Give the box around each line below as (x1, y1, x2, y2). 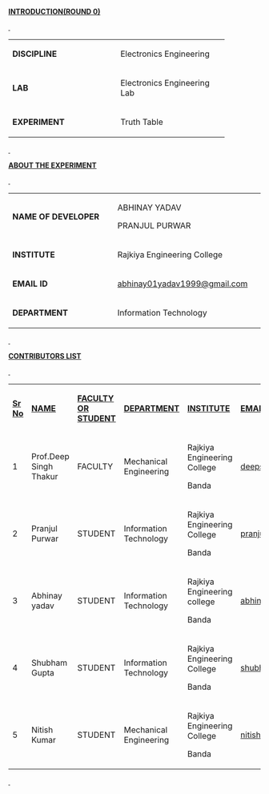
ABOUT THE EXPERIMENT (8, 160, 98, 170)
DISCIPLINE (12, 48, 58, 59)
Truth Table (120, 116, 164, 127)
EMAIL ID (12, 278, 48, 289)
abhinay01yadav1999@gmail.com (117, 278, 248, 289)
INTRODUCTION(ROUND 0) (8, 7, 101, 16)
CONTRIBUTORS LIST (8, 352, 82, 361)
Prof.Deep (31, 451, 70, 461)
